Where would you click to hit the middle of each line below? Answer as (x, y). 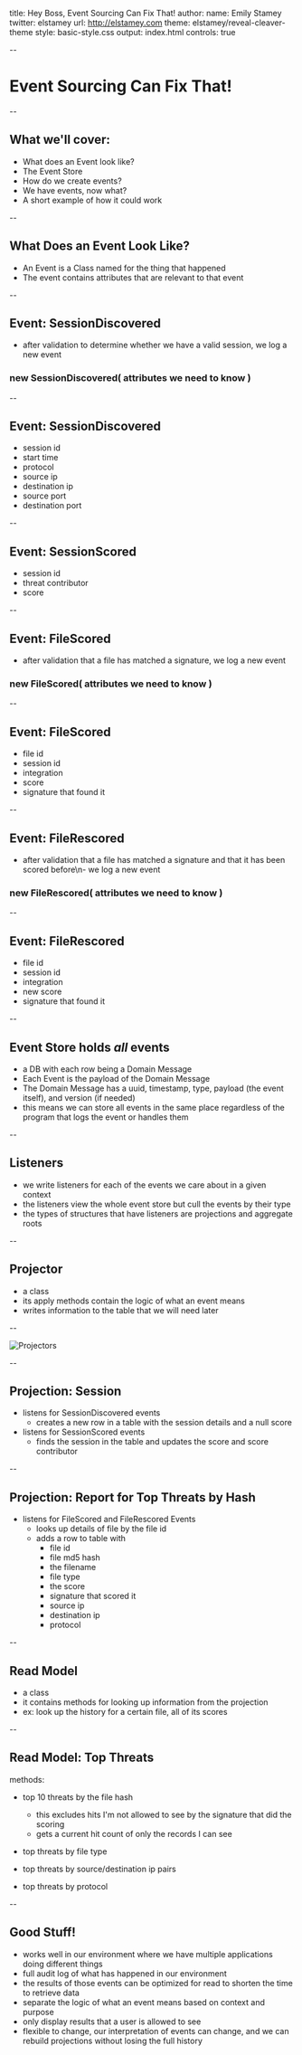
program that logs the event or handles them (105, 1117)
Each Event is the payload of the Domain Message (116, 1078)
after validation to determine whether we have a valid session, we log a (155, 345)
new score (42, 992)
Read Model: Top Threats (82, 1758)
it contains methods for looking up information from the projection (145, 1702)
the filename (73, 1567)
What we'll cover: (60, 140)
